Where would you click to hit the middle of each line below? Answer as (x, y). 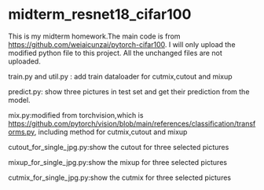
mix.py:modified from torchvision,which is (76, 115)
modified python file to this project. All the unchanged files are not (115, 53)
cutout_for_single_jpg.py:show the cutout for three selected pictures (119, 147)
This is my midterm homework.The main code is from (94, 36)
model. (19, 100)
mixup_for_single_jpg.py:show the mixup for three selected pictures (118, 162)
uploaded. (24, 61)
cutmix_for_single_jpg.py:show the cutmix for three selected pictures (120, 177)
